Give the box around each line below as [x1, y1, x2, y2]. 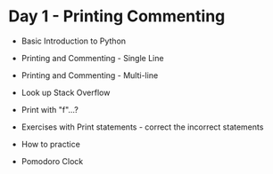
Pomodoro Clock [21, 155, 84, 166]
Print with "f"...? [21, 104, 79, 115]
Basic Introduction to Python [21, 36, 127, 46]
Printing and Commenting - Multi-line [21, 69, 159, 81]
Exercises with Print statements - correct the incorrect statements [21, 122, 264, 132]
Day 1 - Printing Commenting [8, 6, 226, 27]
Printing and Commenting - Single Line [21, 52, 164, 63]
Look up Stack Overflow [21, 87, 111, 98]
